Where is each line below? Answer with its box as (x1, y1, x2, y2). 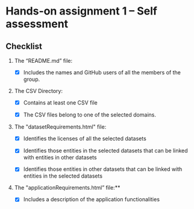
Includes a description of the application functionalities (23, 196, 160, 203)
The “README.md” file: (14, 57, 73, 64)
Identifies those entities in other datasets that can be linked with (23, 166, 183, 173)
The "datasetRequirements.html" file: (14, 123, 107, 130)
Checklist (5, 41, 43, 51)
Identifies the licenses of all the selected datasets (23, 135, 147, 143)
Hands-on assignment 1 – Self (5, 4, 158, 18)
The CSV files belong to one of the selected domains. (23, 111, 156, 118)
